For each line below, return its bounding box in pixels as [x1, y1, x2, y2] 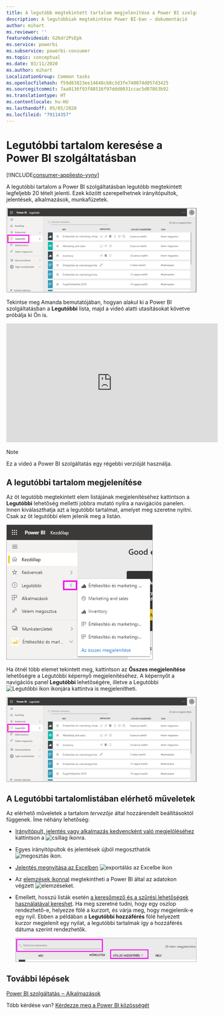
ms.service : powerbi [6, 42, 59, 48]
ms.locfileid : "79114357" [6, 112, 71, 118]
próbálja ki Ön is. [6, 311, 48, 318]
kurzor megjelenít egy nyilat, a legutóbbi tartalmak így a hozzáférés [14, 920, 183, 927]
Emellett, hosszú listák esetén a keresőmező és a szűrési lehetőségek [14, 894, 189, 901]
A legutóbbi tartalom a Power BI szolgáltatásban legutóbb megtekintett [6, 183, 182, 190]
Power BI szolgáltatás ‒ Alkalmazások [6, 990, 101, 997]
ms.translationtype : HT [6, 92, 66, 99]
